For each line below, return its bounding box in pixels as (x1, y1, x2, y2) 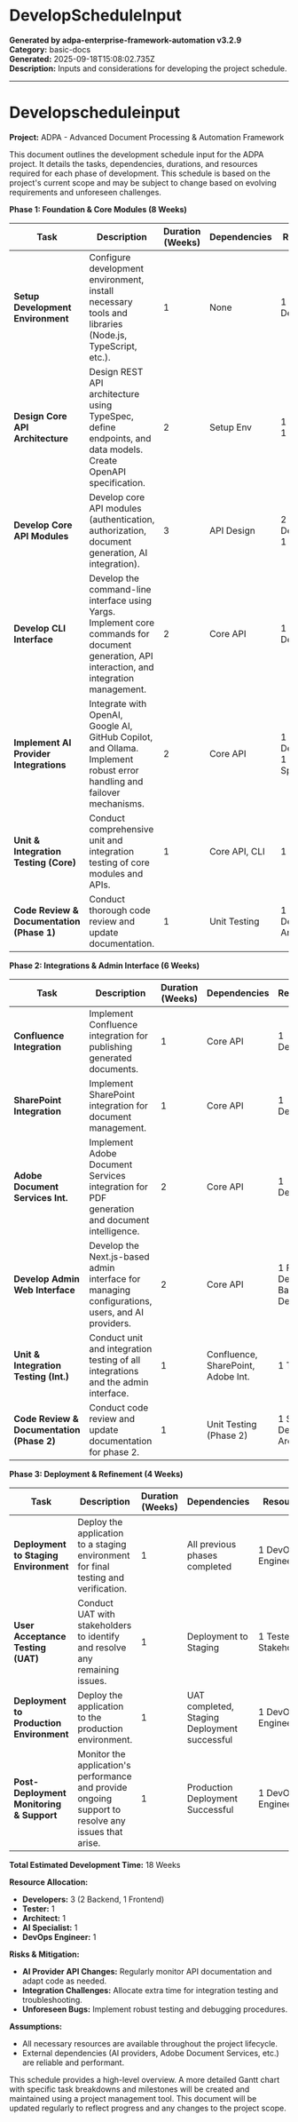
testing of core (89, 856, 151, 869)
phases (186, 1549, 218, 1562)
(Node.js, (89, 329, 127, 341)
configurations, (89, 1294, 153, 1307)
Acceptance (13, 1630, 67, 1642)
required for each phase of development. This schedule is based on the (9, 168, 271, 179)
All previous (186, 1538, 237, 1550)
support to (77, 1803, 122, 1816)
